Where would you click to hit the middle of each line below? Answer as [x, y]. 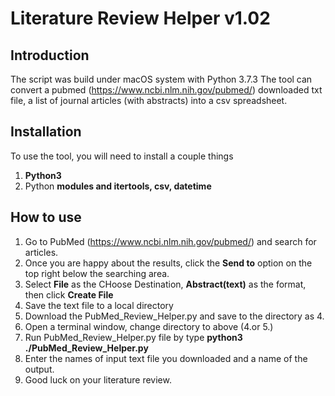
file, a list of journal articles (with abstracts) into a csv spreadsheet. [149, 100]
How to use [46, 217]
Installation [46, 132]
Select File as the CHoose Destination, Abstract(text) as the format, [165, 284]
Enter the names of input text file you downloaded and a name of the [166, 358]
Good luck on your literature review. [98, 379]
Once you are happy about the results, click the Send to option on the [168, 263]
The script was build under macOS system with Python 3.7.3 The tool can [161, 79]
